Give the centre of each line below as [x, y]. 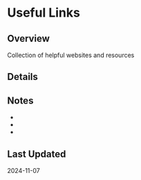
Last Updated [37, 154]
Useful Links [44, 13]
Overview [29, 39]
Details [22, 77]
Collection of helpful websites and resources [71, 55]
